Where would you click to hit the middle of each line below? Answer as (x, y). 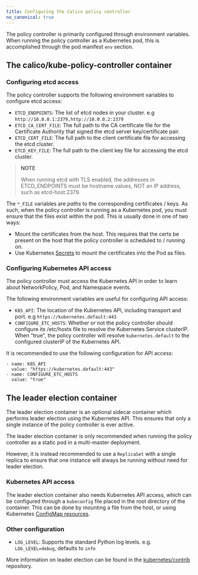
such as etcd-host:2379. (51, 192)
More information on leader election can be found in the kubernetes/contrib (98, 560)
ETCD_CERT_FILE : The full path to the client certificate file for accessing (100, 138)
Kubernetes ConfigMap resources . (48, 513)
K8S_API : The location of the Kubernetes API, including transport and (98, 310)
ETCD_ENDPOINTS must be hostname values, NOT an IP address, (101, 186)
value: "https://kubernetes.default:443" (63, 370)
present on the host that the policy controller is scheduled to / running (100, 240)
